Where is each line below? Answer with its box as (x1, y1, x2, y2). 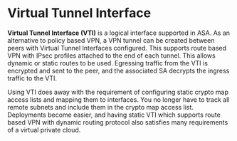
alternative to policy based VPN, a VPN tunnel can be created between (7, 36, 215, 44)
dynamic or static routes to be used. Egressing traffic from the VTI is (7, 58, 209, 67)
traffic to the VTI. (7, 73, 58, 83)
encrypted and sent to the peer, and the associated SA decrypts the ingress (7, 66, 230, 75)
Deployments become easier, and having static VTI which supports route (7, 110, 221, 119)
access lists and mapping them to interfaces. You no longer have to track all (7, 95, 230, 104)
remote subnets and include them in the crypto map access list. (7, 103, 194, 111)
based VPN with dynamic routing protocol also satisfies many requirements (7, 117, 228, 126)
